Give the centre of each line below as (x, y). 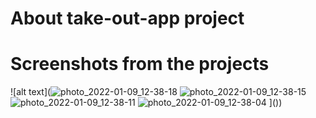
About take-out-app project (127, 18)
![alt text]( (31, 92)
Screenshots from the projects (140, 64)
